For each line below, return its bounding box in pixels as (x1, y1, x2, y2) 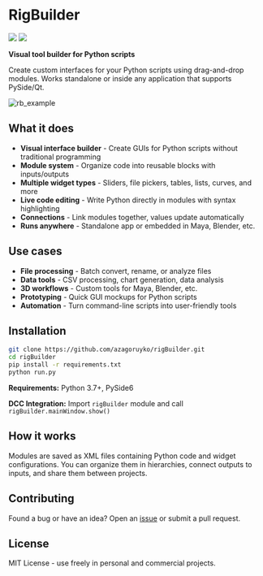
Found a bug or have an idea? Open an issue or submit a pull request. (8, 513, 241, 523)
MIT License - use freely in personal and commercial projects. (8, 558, 217, 568)
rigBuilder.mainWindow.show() (8, 407, 111, 415)
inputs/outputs (19, 169, 70, 179)
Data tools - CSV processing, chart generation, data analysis (19, 275, 225, 284)
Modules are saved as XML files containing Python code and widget (8, 451, 236, 461)
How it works (8, 429, 76, 444)
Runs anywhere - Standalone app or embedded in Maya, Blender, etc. (19, 221, 256, 231)
